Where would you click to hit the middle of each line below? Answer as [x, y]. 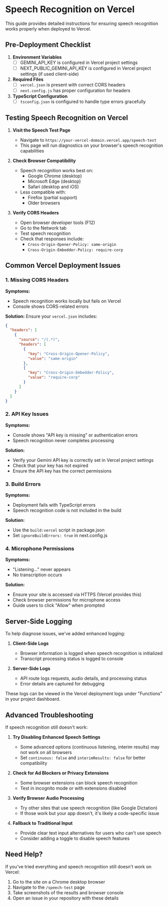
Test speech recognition [45, 233]
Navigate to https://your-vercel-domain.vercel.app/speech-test [88, 140]
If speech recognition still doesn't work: [47, 727]
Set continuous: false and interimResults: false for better [83, 758]
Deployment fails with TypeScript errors [54, 505]
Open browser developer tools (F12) [57, 223]
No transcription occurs [37, 575]
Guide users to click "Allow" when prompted [59, 605]
